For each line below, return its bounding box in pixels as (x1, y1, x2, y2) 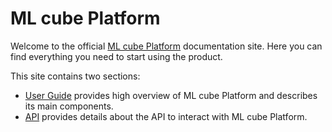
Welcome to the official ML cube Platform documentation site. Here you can (10, 40, 323, 52)
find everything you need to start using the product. (10, 50, 223, 62)
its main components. (24, 100, 114, 112)
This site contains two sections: (10, 70, 141, 82)
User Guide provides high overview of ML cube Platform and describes (24, 89, 318, 101)
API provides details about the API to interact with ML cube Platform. (24, 110, 308, 122)
